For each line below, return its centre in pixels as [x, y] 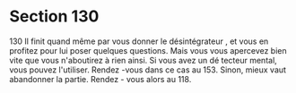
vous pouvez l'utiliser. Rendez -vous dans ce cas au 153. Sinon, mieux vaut [148, 70]
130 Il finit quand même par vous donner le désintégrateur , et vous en [139, 41]
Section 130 [54, 17]
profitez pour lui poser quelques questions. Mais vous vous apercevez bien [148, 50]
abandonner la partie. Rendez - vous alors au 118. [100, 79]
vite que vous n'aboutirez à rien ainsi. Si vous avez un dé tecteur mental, [144, 60]
